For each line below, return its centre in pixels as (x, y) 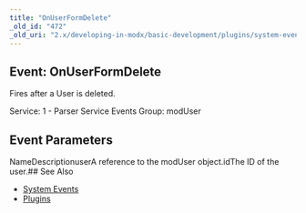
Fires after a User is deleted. (62, 94)
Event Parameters (61, 140)
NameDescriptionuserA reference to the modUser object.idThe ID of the (144, 162)
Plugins (37, 198)
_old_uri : (28, 35)
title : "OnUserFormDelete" (61, 18)
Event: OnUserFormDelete (86, 71)
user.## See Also (42, 171)
